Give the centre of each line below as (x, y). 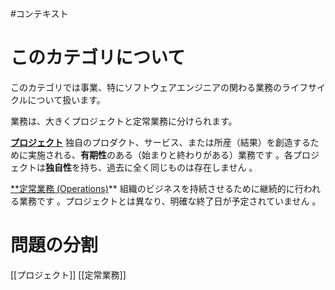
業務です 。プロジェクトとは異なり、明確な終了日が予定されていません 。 (170, 201)
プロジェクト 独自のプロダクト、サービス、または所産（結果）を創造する (160, 142)
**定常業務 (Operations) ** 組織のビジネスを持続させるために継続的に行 (157, 188)
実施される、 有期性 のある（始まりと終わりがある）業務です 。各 (160, 154)
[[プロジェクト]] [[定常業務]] (68, 274)
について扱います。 (66, 99)
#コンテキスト (39, 13)
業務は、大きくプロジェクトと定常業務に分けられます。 (124, 121)
